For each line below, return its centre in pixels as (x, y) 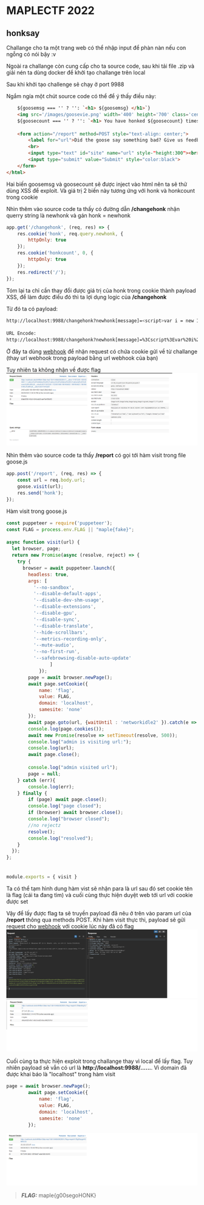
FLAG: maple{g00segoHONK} (59, 1195)
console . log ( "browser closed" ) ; (69, 819)
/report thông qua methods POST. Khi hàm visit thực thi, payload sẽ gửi (96, 920)
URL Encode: (21, 334)
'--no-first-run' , (56, 652)
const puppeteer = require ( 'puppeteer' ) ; (59, 523)
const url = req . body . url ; (51, 480)
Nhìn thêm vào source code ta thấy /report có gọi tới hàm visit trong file (96, 456)
